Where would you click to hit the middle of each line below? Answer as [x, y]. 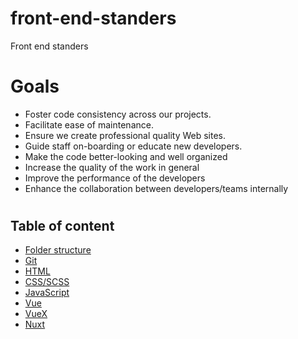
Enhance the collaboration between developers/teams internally [156, 188]
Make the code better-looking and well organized [126, 156]
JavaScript [47, 293]
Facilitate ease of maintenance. [89, 124]
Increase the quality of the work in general [112, 167]
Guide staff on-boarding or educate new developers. [133, 146]
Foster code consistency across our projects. [118, 114]
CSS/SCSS [47, 282]
